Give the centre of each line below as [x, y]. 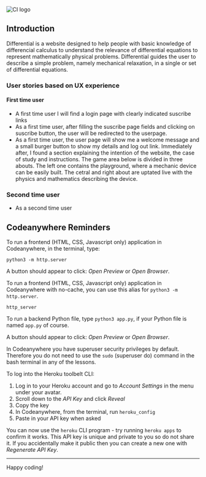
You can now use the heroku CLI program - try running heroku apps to [94, 430]
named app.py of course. [38, 326]
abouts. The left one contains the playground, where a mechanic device [106, 166]
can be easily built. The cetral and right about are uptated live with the [104, 172]
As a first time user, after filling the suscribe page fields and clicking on [105, 126]
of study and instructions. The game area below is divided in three [99, 159]
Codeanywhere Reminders [58, 227]
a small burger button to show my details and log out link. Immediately [104, 146]
